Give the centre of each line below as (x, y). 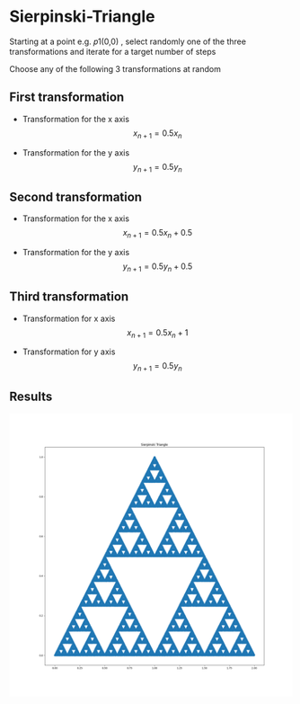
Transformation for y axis (69, 352)
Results (31, 396)
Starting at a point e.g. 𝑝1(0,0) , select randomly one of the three (128, 41)
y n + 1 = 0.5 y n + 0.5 (158, 267)
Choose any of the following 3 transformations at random (115, 68)
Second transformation (75, 196)
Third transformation (69, 297)
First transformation (67, 98)
